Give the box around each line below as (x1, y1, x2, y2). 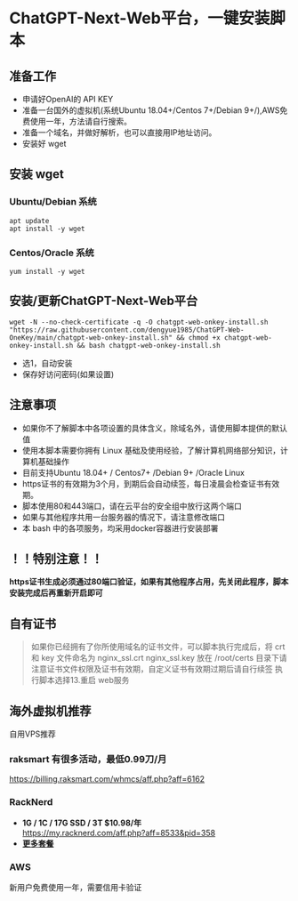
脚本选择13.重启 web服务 (38, 675, 130, 686)
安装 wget (9, 166, 65, 182)
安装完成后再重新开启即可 (9, 588, 103, 599)
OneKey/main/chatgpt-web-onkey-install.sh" (9, 333, 173, 342)
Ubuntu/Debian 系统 (9, 196, 98, 208)
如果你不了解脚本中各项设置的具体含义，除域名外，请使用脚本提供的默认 (21, 422, 287, 433)
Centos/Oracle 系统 (9, 246, 95, 259)
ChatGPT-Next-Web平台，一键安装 (9, 8, 270, 28)
